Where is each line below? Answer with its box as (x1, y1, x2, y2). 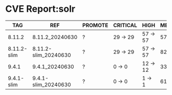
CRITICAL (113, 22, 137, 29)
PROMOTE (82, 22, 109, 29)
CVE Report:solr (5, 3, 76, 15)
